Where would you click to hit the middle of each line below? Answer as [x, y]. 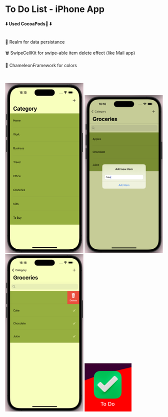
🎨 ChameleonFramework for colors [41, 66]
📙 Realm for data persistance [35, 42]
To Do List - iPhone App [55, 9]
